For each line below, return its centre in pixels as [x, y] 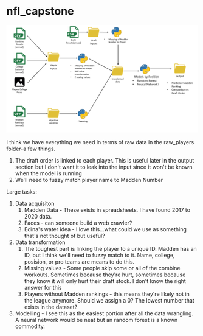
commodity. [30, 326]
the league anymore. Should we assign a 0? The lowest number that [109, 301]
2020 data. [38, 217]
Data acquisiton [35, 204]
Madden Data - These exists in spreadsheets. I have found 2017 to [107, 210]
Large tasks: [22, 192]
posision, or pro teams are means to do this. [79, 262]
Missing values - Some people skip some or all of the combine [102, 268]
